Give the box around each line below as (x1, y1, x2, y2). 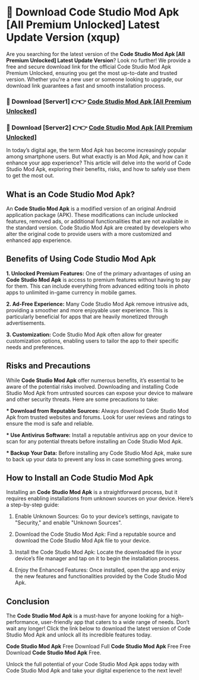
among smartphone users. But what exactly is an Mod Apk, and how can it (6, 153, 188, 160)
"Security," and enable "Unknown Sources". (14, 519, 122, 526)
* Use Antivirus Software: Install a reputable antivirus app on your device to (6, 431, 193, 439)
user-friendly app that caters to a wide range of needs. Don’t (40, 619, 190, 626)
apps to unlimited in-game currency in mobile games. (6, 288, 137, 296)
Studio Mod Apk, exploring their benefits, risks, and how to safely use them (6, 166, 191, 173)
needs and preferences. (6, 343, 65, 350)
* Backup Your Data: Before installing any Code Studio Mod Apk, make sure (6, 449, 192, 457)
